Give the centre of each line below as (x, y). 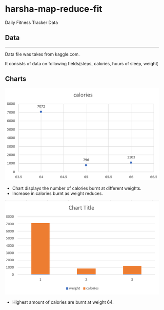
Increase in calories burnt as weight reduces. (58, 194)
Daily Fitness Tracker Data (31, 22)
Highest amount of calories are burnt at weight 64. (63, 302)
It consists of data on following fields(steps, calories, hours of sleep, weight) (82, 63)
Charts (16, 79)
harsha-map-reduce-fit (54, 9)
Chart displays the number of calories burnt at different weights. (77, 188)
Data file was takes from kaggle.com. (42, 54)
